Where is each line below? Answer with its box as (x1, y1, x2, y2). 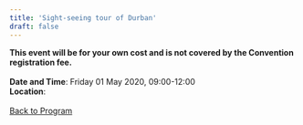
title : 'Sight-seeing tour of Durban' (9, 13, 157, 23)
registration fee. (9, 57, 73, 68)
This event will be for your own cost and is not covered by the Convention (9, 47, 294, 57)
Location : (9, 86, 47, 97)
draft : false (9, 22, 59, 31)
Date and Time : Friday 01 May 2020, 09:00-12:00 (9, 76, 196, 87)
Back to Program (9, 105, 73, 116)
